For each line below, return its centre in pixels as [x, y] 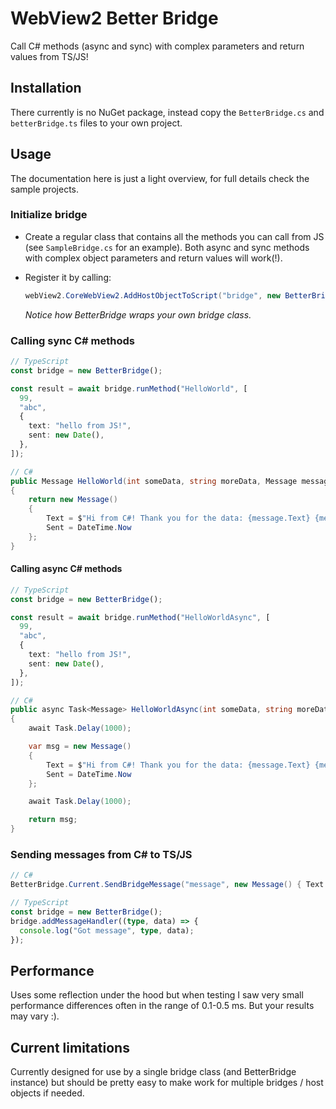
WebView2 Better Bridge [114, 18]
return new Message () [73, 500]
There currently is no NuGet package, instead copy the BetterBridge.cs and [167, 112]
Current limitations [70, 1047]
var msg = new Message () [80, 747]
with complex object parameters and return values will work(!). [153, 258]
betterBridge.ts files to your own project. [96, 123]
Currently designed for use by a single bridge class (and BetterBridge [153, 1072]
